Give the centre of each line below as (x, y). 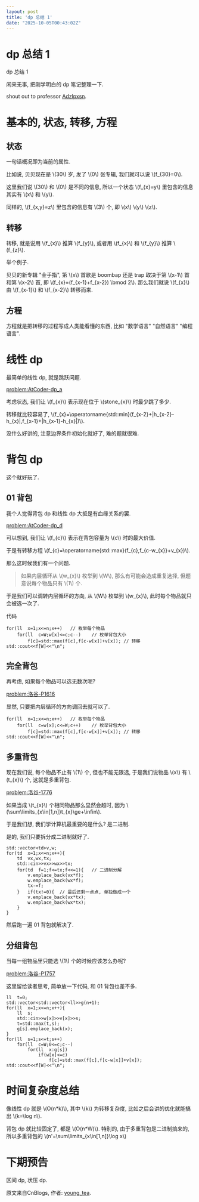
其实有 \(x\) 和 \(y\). (30, 194)
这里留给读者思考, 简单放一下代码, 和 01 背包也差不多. (71, 986)
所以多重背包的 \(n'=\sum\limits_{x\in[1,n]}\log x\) (66, 1136)
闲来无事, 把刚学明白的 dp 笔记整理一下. (55, 85)
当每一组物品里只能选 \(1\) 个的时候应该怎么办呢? (66, 961)
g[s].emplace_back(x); (45, 1029)
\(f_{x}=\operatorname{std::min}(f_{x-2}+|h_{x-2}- (112, 414)
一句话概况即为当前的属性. (38, 162)
